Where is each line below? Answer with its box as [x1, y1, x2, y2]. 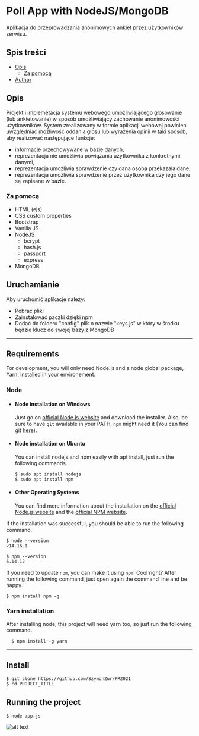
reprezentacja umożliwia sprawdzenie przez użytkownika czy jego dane [14, 171, 191, 178]
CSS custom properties [14, 212, 72, 219]
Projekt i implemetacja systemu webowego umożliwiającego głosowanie [6, 109, 182, 116]
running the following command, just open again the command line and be [6, 575, 188, 582]
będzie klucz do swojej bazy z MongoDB [14, 326, 114, 333]
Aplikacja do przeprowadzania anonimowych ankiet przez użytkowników [6, 24, 184, 31]
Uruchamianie [6, 280, 59, 290]
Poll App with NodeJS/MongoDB [6, 4, 169, 18]
